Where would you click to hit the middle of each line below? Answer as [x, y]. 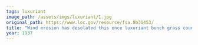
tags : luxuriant [26, 11]
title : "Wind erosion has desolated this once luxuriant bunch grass [93, 28]
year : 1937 [19, 33]
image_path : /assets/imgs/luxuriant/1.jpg [59, 17]
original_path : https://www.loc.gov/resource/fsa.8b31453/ [80, 22]
